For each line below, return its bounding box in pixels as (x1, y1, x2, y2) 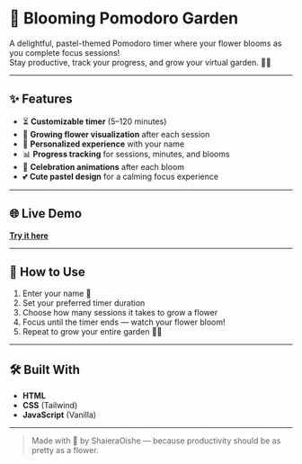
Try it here (9, 229, 49, 241)
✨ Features (9, 92, 73, 107)
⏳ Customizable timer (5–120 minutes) (22, 116, 167, 127)
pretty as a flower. (31, 445, 99, 456)
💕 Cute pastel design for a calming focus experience (22, 171, 218, 182)
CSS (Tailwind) (22, 400, 78, 411)
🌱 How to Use (9, 264, 85, 280)
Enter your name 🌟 (22, 288, 92, 299)
